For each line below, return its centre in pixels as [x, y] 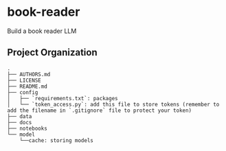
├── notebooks [27, 128]
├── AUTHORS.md [29, 74]
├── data [20, 116]
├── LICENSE [24, 80]
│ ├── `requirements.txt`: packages [63, 98]
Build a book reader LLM [42, 31]
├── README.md [27, 86]
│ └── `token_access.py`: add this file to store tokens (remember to [113, 104]
